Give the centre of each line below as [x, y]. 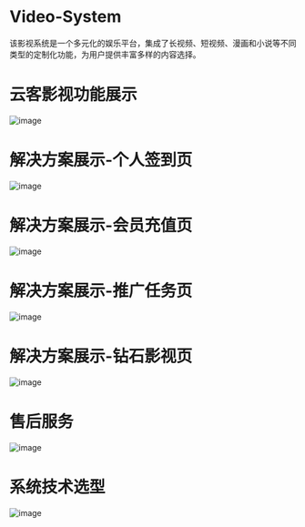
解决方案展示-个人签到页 [101, 160]
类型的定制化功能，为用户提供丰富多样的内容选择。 [105, 54]
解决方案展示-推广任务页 [101, 291]
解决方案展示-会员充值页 [101, 226]
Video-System [66, 17]
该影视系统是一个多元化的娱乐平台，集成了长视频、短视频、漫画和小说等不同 [153, 43]
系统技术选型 [58, 486]
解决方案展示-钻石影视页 [101, 356]
